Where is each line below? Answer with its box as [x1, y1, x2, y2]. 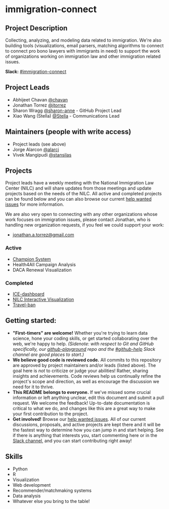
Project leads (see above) [12, 141, 66, 147]
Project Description [5, 24, 68, 32]
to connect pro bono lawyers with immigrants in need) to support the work [5, 48, 160, 54]
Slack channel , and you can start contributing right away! [12, 438, 132, 444]
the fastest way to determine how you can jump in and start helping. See [12, 427, 164, 433]
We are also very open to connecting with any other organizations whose [5, 211, 158, 217]
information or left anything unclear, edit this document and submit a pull [12, 394, 164, 401]
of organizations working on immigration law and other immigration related [5, 53, 161, 59]
